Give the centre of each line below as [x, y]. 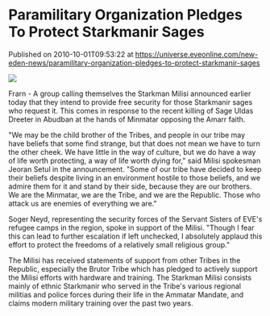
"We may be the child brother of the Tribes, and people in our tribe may [127, 135]
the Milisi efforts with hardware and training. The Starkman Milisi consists [130, 277]
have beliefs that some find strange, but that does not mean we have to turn [134, 143]
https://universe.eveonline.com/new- [197, 54]
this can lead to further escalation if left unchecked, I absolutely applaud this [135, 236]
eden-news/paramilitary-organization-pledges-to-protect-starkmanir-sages [134, 63]
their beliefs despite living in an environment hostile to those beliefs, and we [134, 177]
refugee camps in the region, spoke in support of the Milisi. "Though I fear [131, 227]
